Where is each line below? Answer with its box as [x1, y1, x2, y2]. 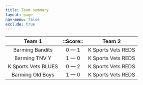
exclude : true [5, 21, 36, 27]
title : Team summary [5, 7, 49, 13]
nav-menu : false [5, 17, 40, 22]
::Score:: [63, 38, 83, 45]
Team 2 [102, 38, 121, 45]
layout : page [5, 12, 33, 17]
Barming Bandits [13, 46, 53, 53]
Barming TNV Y [14, 54, 52, 62]
